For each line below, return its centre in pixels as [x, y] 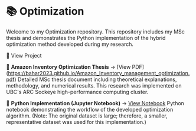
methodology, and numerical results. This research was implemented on [94, 85]
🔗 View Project [24, 55]
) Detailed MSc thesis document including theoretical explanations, [96, 79]
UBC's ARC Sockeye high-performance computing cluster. [77, 92]
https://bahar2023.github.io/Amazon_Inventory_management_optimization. [99, 73]
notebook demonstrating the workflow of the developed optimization [90, 109]
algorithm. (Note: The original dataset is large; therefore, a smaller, [87, 116]
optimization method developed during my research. [70, 44]
